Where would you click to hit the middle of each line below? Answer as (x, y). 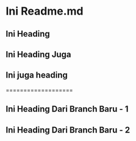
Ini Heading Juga (38, 54)
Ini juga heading (37, 75)
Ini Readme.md (45, 11)
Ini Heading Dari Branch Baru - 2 (68, 130)
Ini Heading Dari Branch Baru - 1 (67, 109)
